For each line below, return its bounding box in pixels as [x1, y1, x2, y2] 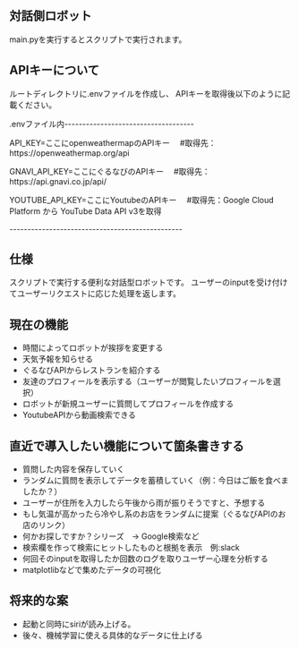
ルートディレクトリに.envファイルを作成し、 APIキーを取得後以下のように [9, 88, 283, 98]
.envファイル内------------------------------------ [9, 118, 194, 129]
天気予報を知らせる [21, 354, 94, 364]
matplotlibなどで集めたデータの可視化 [21, 565, 161, 576]
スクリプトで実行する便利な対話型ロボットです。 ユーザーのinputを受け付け [9, 277, 288, 288]
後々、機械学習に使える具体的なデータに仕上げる [21, 629, 203, 640]
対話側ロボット [9, 8, 92, 24]
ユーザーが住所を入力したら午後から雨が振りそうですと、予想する [21, 498, 266, 508]
